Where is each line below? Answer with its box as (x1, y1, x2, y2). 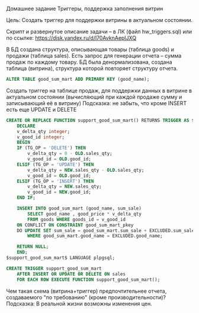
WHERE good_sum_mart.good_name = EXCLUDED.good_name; (27, 233, 163, 239)
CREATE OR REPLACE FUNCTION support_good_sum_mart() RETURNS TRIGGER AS (6, 117, 190, 124)
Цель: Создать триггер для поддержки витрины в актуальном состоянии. (6, 17, 193, 23)
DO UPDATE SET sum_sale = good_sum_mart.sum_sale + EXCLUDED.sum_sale (17, 227, 195, 233)
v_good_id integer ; (17, 134, 65, 140)
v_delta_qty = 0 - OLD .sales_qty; (27, 151, 113, 157)
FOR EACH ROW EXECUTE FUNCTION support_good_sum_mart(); (17, 276, 161, 283)
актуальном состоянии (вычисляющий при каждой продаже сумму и (6, 93, 182, 100)
